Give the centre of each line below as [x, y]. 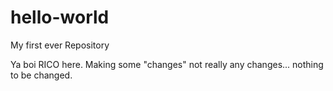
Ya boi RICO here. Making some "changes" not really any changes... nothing [167, 64]
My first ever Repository [60, 45]
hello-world [60, 17]
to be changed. [41, 75]
